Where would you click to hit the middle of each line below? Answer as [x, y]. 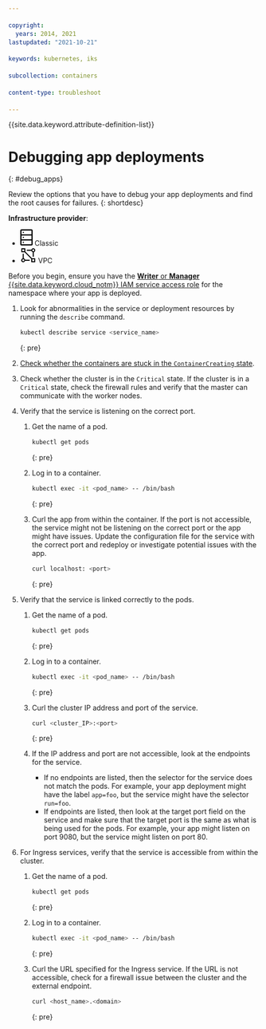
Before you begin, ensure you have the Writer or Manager [104, 276]
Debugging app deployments [106, 157]
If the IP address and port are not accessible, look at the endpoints [141, 754]
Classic [47, 243]
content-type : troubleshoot [55, 93]
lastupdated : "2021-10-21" [53, 42]
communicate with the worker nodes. [81, 396]
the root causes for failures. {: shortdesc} [76, 203]
